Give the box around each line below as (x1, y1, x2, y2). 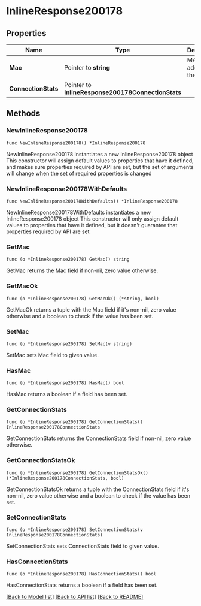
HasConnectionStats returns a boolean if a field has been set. (6, 581, 158, 589)
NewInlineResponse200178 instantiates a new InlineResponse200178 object (6, 150, 193, 158)
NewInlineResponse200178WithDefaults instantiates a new (6, 209, 151, 216)
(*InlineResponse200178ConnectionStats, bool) (6, 475, 124, 481)
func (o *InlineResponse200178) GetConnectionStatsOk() (6, 469, 148, 476)
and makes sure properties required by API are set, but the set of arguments (6, 163, 194, 170)
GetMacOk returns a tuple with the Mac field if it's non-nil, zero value (6, 306, 176, 313)
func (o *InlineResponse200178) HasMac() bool (6, 380, 124, 386)
